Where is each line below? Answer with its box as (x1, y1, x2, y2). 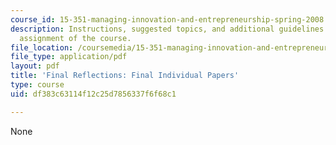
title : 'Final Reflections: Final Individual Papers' (10, 71, 240, 81)
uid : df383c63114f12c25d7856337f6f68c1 (10, 89, 177, 99)
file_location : (10, 42, 74, 53)
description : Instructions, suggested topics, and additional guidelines (10, 24, 325, 34)
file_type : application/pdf (10, 52, 128, 62)
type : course (10, 80, 65, 90)
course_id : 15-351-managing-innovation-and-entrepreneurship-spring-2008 (10, 14, 325, 25)
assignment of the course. (19, 33, 132, 43)
